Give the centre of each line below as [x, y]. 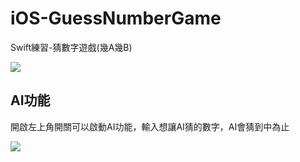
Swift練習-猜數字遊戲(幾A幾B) [71, 47]
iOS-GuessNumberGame [116, 18]
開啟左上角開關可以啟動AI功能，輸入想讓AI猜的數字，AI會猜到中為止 [150, 126]
